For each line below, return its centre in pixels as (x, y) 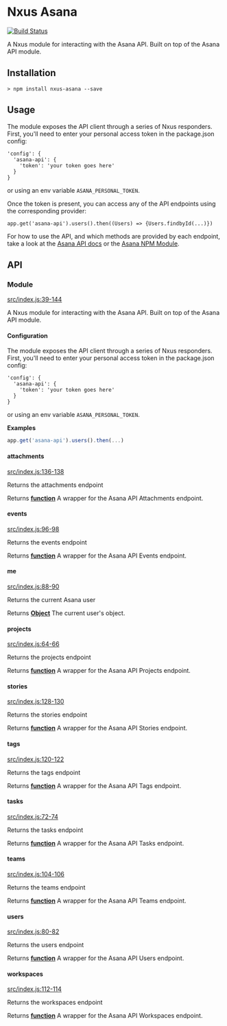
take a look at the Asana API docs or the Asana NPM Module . (93, 243)
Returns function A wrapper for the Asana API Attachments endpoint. (105, 498)
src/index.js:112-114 (34, 989)
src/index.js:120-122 (36, 759)
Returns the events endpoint (47, 542)
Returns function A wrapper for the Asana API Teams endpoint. (97, 900)
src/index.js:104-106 (36, 874)
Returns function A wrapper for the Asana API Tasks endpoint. (96, 843)
